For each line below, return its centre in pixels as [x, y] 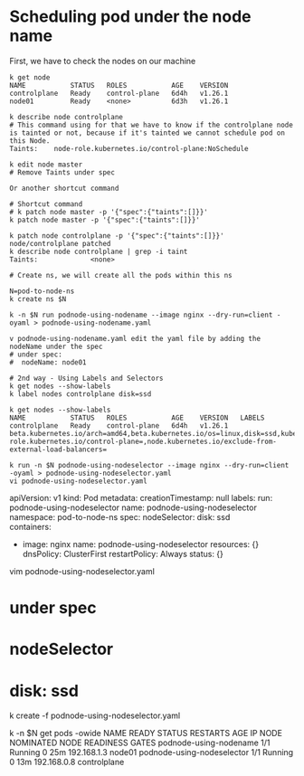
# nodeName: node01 [48, 362]
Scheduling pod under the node [130, 17]
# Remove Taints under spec [62, 172]
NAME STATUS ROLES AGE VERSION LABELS [137, 418]
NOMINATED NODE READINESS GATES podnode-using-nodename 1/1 [140, 743]
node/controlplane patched [60, 243]
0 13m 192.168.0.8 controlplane [67, 762]
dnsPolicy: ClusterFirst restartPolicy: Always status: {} [123, 554]
